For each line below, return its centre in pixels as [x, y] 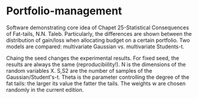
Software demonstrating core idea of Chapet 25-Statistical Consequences [98, 27]
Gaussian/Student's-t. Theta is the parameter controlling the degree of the [98, 77]
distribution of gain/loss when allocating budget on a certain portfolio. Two [98, 40]
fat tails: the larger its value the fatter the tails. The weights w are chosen [96, 83]
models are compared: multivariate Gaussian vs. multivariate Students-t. [95, 47]
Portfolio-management [64, 11]
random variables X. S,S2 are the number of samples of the [79, 70]
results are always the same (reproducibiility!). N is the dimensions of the [96, 64]
